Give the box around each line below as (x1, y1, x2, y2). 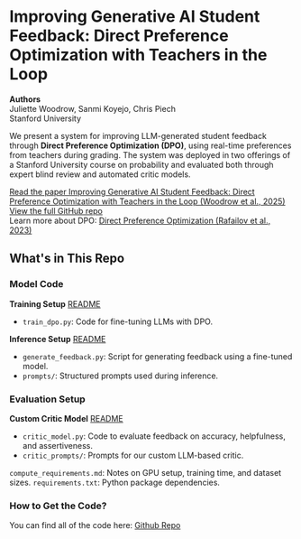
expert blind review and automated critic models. (9, 169, 191, 180)
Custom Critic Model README (9, 413, 123, 423)
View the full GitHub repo (9, 205, 104, 216)
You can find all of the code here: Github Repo (9, 520, 181, 531)
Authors (9, 93, 41, 105)
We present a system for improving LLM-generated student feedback (9, 130, 268, 141)
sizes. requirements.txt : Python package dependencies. (9, 477, 221, 488)
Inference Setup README (9, 333, 106, 344)
